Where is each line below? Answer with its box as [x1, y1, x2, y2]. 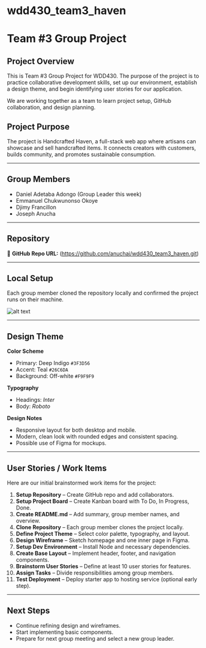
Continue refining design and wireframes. [15, 622, 121, 629]
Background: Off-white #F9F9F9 [15, 372, 94, 380]
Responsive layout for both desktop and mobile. [15, 426, 136, 434]
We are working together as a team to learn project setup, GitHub [7, 97, 172, 105]
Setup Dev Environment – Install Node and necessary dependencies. [15, 543, 191, 551]
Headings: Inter [15, 396, 55, 404]
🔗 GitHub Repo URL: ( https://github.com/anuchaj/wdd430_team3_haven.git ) [7, 249, 199, 257]
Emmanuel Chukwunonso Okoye [15, 197, 98, 204]
